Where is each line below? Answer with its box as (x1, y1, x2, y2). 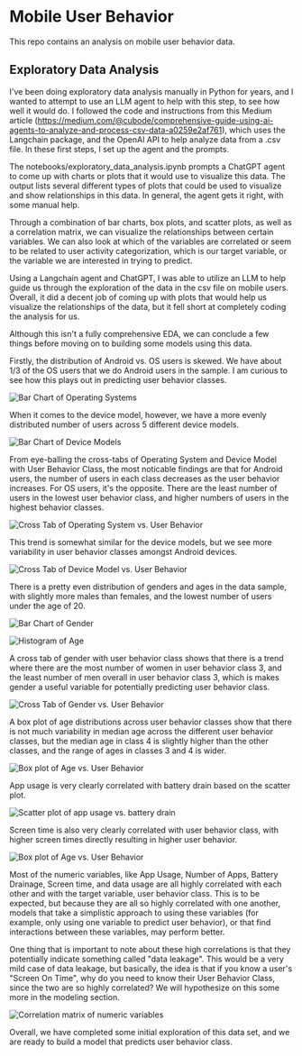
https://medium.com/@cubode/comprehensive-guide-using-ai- (37, 114, 274, 125)
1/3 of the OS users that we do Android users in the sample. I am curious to (9, 365, 288, 376)
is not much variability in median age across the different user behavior (9, 725, 274, 736)
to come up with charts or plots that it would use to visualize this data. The (9, 170, 286, 181)
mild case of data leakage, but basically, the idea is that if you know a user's (9, 962, 293, 974)
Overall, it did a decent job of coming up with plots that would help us (9, 291, 268, 303)
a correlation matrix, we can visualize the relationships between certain (9, 226, 274, 237)
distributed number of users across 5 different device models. (9, 419, 240, 430)
